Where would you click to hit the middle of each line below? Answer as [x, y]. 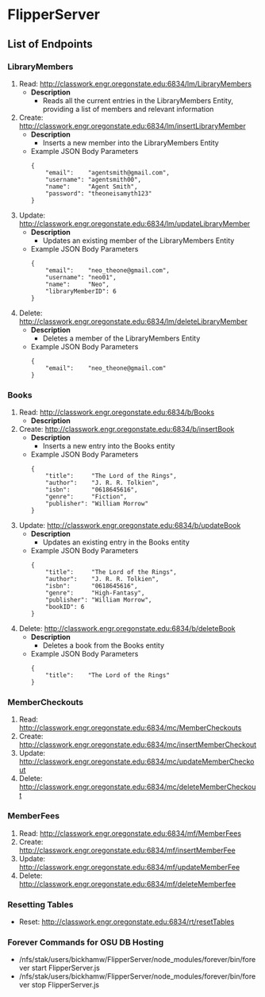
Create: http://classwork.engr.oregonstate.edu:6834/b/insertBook [127, 429]
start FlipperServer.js [65, 968]
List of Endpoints [50, 44]
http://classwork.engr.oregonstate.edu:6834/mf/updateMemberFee [129, 867]
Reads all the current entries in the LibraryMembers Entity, [138, 100]
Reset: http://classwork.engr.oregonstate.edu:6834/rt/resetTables [127, 922]
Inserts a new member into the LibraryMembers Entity [131, 142]
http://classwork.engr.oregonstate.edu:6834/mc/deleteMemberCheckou [137, 787]
